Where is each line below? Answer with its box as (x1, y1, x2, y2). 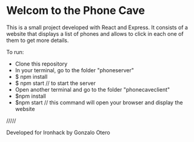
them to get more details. (6, 36, 69, 44)
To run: (6, 48, 24, 55)
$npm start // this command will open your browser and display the (15, 98, 183, 106)
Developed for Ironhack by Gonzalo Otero (6, 129, 110, 136)
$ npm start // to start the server (15, 79, 96, 87)
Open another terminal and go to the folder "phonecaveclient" (15, 86, 170, 93)
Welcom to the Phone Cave (6, 4, 145, 18)
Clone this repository (15, 60, 68, 67)
